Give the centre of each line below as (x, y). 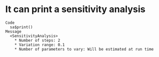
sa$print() (21, 27)
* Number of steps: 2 (37, 40)
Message (14, 31)
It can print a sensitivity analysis (75, 9)
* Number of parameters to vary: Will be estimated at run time (84, 49)
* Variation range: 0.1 (40, 45)
